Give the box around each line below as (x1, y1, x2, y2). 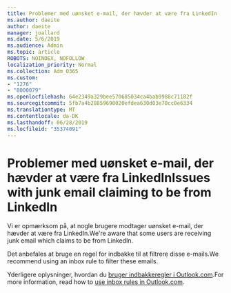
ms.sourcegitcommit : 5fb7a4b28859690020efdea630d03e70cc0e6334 (7, 100, 193, 107)
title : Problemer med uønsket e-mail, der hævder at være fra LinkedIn (7, 10, 217, 17)
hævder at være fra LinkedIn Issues (7, 170, 210, 185)
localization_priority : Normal (7, 61, 97, 68)
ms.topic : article (7, 49, 60, 56)
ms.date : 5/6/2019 (7, 36, 60, 43)
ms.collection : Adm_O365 (7, 68, 79, 74)
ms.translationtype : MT (7, 106, 76, 113)
